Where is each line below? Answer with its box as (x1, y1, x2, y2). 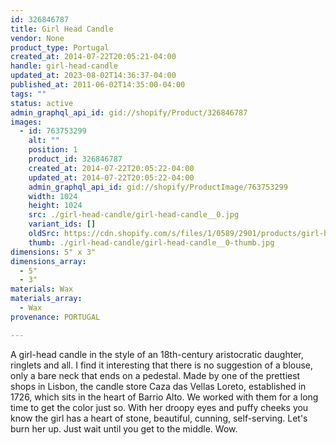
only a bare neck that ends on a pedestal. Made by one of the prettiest (10, 369, 301, 381)
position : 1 (28, 145, 78, 155)
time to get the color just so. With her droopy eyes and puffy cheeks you (10, 401, 309, 413)
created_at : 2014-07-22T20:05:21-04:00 (10, 52, 177, 62)
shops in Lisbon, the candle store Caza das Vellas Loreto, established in (10, 380, 307, 392)
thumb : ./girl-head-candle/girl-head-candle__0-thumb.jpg (28, 237, 275, 248)
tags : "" (10, 89, 47, 99)
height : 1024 (28, 201, 83, 211)
